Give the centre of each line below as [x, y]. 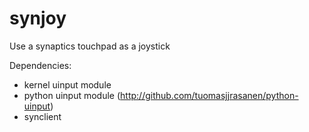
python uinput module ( [72, 95]
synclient [42, 116]
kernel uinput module [67, 84]
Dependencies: [40, 65]
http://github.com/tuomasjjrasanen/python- [209, 95]
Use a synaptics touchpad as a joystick [90, 46]
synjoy [38, 18]
